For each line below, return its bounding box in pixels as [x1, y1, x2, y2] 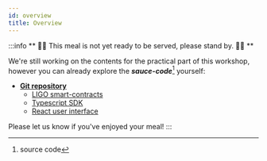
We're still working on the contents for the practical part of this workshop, [8, 56, 250, 66]
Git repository [19, 81, 68, 91]
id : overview [8, 11, 52, 20]
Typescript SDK [31, 98, 83, 108]
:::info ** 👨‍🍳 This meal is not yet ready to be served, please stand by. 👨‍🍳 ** [8, 40, 254, 50]
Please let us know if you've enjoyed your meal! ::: [8, 122, 172, 132]
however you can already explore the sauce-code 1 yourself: [8, 64, 206, 75]
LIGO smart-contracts [31, 90, 103, 99]
